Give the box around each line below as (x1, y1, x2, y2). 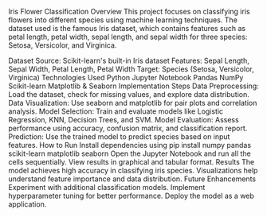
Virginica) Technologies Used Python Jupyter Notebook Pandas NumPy (8, 73, 244, 82)
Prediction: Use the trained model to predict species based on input (8, 132, 230, 141)
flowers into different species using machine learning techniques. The (8, 15, 238, 25)
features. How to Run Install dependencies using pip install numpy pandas (8, 141, 252, 149)
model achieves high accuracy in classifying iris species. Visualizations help (8, 166, 258, 175)
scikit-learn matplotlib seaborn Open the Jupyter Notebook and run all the (8, 149, 251, 158)
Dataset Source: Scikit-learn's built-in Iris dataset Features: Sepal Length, (8, 56, 249, 65)
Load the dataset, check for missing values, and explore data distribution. (8, 90, 249, 99)
